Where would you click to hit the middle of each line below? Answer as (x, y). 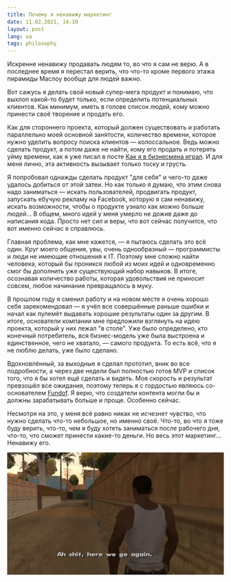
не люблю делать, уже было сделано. (63, 351)
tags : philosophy (32, 44)
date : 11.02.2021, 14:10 (43, 22)
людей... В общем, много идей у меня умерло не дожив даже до (102, 214)
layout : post (26, 29)
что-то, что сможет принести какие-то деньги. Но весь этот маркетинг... (114, 436)
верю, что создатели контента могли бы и (138, 393)
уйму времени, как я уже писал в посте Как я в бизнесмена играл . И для (115, 157)
